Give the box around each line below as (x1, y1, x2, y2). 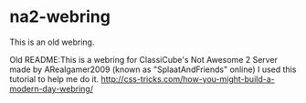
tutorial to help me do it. (9, 73, 100, 84)
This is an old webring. (9, 36, 95, 47)
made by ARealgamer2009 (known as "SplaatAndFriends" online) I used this (9, 64, 297, 75)
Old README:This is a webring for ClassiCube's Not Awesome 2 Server (9, 54, 279, 65)
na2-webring (9, 6, 111, 27)
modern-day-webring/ (9, 83, 94, 94)
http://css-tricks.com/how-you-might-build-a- (100, 73, 276, 84)
